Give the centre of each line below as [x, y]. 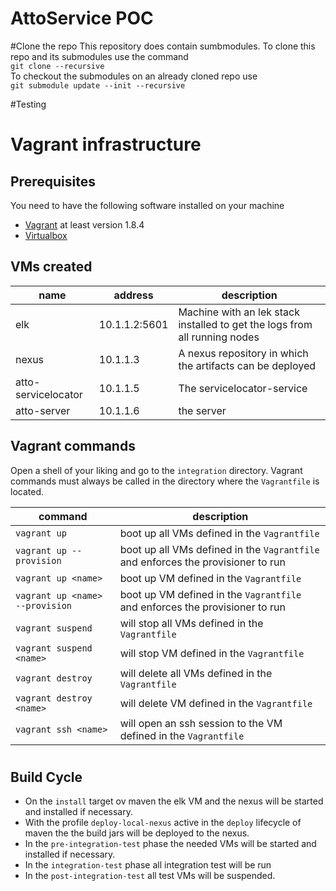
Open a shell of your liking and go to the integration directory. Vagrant [156, 470]
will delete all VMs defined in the [196, 673]
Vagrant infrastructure [106, 144]
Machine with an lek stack [239, 312]
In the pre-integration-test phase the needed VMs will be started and [170, 844]
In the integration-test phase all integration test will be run [148, 865]
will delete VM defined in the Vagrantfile [216, 703]
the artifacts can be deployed [247, 365]
